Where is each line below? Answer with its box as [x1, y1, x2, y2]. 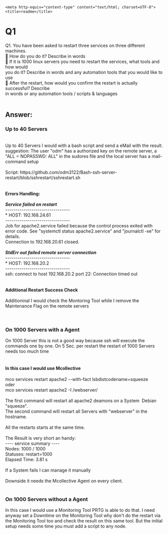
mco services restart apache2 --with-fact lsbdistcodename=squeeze [5, 376, 148, 383]
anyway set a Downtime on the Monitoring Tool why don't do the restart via [5, 512, 161, 518]
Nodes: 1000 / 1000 [5, 446, 46, 452]
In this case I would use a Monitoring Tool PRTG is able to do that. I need [5, 507, 155, 513]
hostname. [5, 414, 28, 420]
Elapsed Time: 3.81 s [5, 456, 48, 463]
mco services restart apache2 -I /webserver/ [5, 387, 98, 393]
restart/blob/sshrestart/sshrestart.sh [5, 174, 81, 181]
